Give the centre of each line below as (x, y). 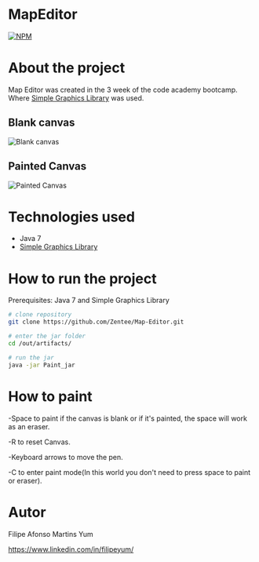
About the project (67, 68)
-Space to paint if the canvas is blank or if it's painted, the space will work (128, 418)
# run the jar (31, 358)
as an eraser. (29, 426)
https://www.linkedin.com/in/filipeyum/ (71, 549)
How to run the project (82, 278)
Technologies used (72, 217)
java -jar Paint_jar (42, 365)
